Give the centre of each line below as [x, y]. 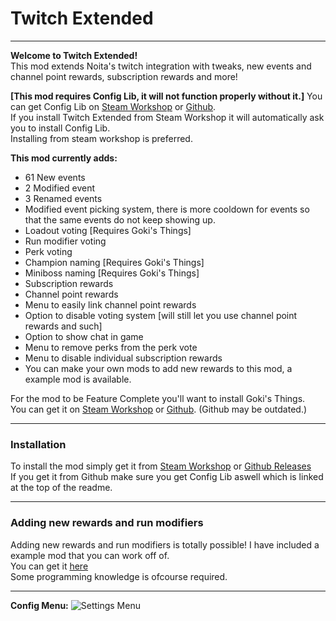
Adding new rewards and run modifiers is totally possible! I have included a [165, 544]
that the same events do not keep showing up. [120, 219]
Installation [38, 444]
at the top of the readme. [61, 488]
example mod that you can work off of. [90, 555]
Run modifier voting [65, 241]
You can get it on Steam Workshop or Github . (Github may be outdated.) [159, 409]
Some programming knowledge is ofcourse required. [119, 576]
